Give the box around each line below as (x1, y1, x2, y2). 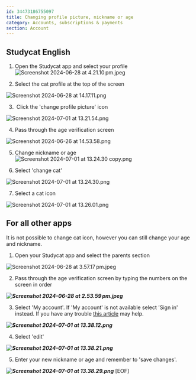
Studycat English (6, 47, 70, 57)
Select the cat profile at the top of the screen (14, 80, 124, 87)
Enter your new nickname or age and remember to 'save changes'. (14, 356, 178, 363)
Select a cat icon (14, 190, 56, 197)
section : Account (6, 25, 49, 31)
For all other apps (6, 218, 72, 228)
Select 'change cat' (14, 167, 62, 174)
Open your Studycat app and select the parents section (14, 252, 150, 259)
